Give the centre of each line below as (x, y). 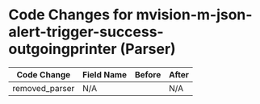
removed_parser (44, 88)
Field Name (105, 74)
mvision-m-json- (194, 15)
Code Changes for (71, 15)
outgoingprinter (63, 49)
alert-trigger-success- (86, 32)
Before (148, 74)
